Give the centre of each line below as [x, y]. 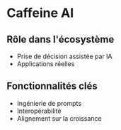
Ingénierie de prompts [49, 103]
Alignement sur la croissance [59, 118]
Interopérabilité [39, 111]
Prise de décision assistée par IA [64, 56]
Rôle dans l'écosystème [60, 39]
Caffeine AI [40, 13]
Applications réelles [46, 64]
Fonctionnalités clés [52, 86]
